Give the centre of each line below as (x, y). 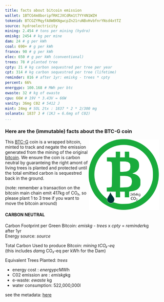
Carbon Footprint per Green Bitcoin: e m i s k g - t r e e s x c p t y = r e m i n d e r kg (77, 226)
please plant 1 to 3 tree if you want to (42, 198)
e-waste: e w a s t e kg (32, 280)
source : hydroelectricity (31, 26)
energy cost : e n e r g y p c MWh (41, 270)
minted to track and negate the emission (46, 147)
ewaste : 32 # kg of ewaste (32, 93)
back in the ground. (25, 178)
